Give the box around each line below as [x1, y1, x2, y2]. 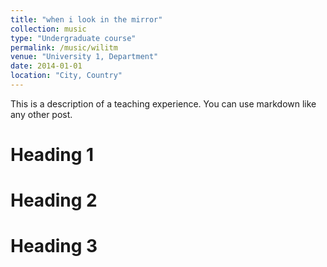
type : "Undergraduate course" [10, 33, 137, 43]
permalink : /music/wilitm [10, 42, 118, 53]
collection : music [10, 24, 87, 34]
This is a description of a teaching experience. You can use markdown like [10, 97, 317, 110]
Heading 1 [10, 144, 95, 166]
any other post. [10, 108, 73, 120]
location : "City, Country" [10, 71, 123, 81]
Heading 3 [10, 235, 98, 258]
